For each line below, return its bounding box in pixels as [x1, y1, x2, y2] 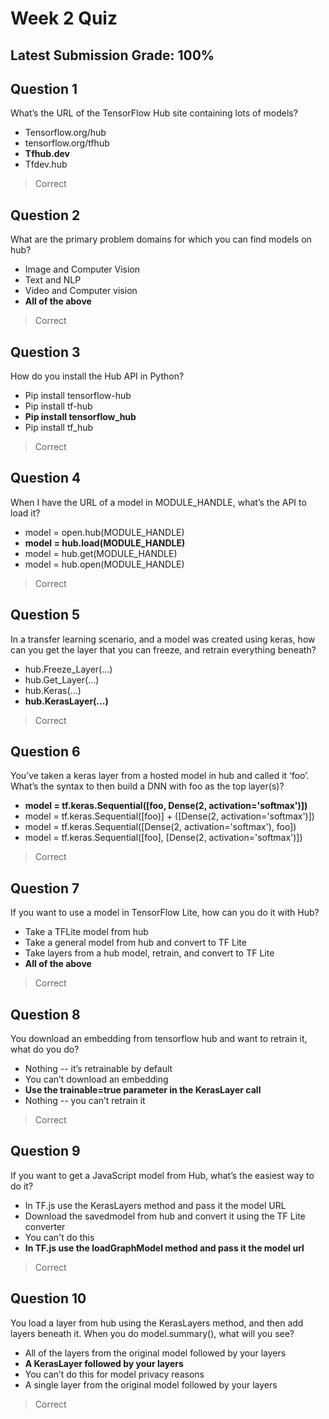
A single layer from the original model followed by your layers [24, 1378, 278, 1391]
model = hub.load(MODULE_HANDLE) [24, 537, 186, 549]
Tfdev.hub [24, 158, 68, 171]
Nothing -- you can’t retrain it [24, 1095, 146, 1107]
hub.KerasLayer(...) [24, 695, 109, 707]
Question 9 [10, 1143, 81, 1160]
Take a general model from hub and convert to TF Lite [24, 937, 247, 949]
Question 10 [10, 1290, 87, 1307]
